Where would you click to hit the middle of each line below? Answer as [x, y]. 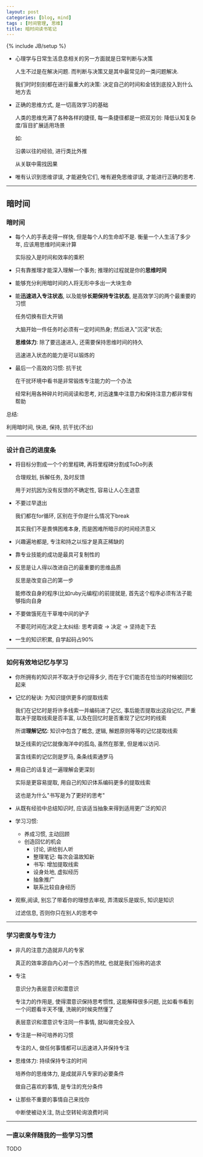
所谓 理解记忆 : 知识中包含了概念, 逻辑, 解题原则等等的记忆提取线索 [96, 730]
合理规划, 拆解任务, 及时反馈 [50, 477]
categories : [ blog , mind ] [39, 18]
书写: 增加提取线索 [56, 864]
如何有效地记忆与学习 [37, 663]
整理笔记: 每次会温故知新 [64, 857]
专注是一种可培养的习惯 [44, 1034]
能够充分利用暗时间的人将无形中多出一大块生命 [73, 283]
